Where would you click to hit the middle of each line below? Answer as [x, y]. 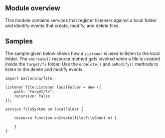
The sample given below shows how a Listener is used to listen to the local [82, 53]
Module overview [33, 8]
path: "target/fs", [34, 91]
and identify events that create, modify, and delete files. [62, 25]
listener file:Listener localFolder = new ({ [53, 87]
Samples [19, 41]
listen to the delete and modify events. [44, 69]
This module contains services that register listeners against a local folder [81, 20]
